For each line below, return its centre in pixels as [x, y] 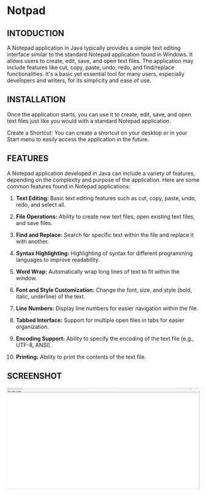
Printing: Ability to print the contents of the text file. [81, 357]
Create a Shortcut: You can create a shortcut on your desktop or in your [97, 133]
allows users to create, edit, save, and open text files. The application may [100, 61]
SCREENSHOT [35, 376]
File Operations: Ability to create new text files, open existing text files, [105, 216]
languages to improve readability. [58, 259]
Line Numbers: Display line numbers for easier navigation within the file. [107, 308]
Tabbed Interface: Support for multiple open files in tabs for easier [100, 320]
